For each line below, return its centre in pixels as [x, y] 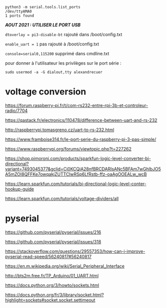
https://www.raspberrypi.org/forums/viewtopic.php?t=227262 [68, 149]
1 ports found [20, 16]
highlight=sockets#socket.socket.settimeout [50, 300]
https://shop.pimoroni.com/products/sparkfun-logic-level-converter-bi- [78, 158]
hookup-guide [20, 189]
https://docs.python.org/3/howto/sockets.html [52, 285]
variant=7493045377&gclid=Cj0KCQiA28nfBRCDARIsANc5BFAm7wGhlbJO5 [83, 169]
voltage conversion [46, 92]
